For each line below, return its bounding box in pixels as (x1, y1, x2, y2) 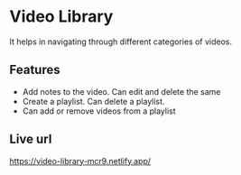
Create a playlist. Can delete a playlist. (22, 96, 165, 106)
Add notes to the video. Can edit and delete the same (22, 86, 221, 97)
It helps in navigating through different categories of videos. (9, 36, 233, 47)
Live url (9, 132, 52, 147)
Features (9, 62, 60, 78)
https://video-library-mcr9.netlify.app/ (9, 155, 152, 166)
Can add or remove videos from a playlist (22, 106, 176, 116)
